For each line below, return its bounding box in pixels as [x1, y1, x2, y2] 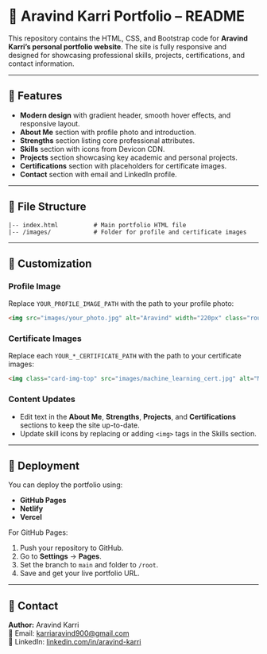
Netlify [19, 504, 44, 513]
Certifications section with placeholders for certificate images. [19, 161, 227, 170]
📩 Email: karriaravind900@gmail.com [8, 629, 130, 638]
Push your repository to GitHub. [19, 544, 124, 553]
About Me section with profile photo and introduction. [19, 127, 196, 137]
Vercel [19, 513, 42, 522]
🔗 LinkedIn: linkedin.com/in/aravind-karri [8, 637, 141, 647]
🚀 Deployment [8, 459, 79, 472]
